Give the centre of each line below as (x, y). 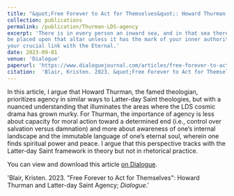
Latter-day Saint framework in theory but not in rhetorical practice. (103, 151)
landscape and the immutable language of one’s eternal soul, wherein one (113, 136)
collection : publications (45, 20)
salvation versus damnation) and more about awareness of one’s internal (111, 129)
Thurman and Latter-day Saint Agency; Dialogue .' (78, 185)
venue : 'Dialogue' (34, 59)
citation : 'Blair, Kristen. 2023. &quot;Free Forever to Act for (106, 72)
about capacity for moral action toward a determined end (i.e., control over (114, 121)
